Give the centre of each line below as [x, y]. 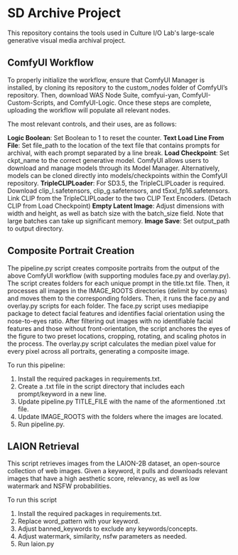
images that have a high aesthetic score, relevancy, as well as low [104, 479]
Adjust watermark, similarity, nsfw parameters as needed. [102, 536]
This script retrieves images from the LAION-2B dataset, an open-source [114, 463]
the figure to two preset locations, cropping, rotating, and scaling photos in [117, 336]
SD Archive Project [64, 13]
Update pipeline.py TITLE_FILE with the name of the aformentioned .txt [121, 401]
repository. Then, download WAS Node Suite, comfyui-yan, [94, 95]
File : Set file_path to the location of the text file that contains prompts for [114, 145]
